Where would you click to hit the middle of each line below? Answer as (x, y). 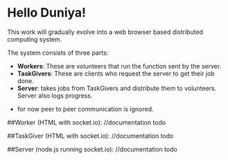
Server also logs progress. (55, 96)
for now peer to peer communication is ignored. (85, 109)
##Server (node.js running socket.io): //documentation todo (93, 149)
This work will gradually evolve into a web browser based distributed (105, 32)
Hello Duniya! (47, 13)
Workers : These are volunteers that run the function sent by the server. (119, 66)
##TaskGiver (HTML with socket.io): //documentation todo (90, 136)
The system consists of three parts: (58, 53)
